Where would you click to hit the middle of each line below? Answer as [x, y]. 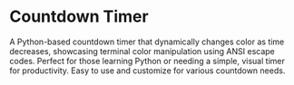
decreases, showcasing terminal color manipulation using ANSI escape [142, 51]
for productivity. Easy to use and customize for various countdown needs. [147, 71]
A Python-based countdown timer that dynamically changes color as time [147, 42]
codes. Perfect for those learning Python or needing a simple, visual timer [147, 61]
